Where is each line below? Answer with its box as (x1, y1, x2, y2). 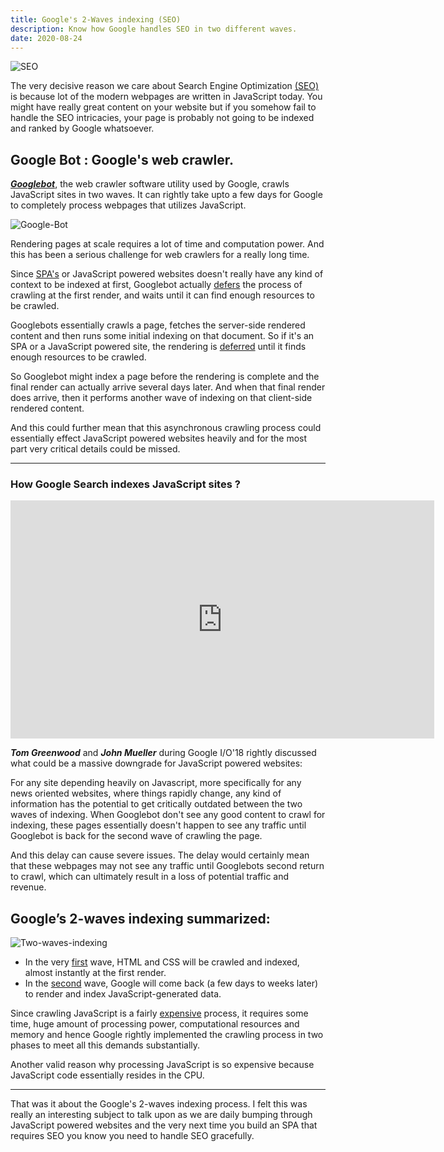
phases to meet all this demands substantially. (10, 1039, 201, 1051)
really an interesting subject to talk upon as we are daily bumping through (10, 1109, 313, 1121)
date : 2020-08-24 (10, 33, 83, 43)
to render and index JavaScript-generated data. (24, 988, 222, 1000)
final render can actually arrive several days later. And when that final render (10, 381, 326, 393)
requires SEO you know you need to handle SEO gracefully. (10, 1130, 255, 1142)
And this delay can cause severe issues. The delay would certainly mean (10, 849, 310, 861)
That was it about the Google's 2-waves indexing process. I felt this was (10, 1098, 308, 1110)
